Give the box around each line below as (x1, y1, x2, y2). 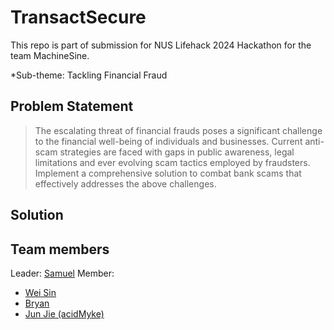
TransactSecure (10, 6, 147, 29)
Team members (10, 241, 110, 258)
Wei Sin (24, 286, 57, 298)
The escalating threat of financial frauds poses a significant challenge (34, 124, 323, 136)
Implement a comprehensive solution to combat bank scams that (34, 167, 302, 179)
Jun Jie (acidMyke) (24, 307, 105, 320)
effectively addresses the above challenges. (34, 177, 217, 190)
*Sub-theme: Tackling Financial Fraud (10, 69, 168, 81)
